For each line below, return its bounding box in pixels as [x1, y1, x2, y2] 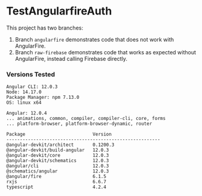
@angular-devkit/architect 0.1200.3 [6, 142, 115, 148]
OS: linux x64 [6, 100, 42, 106]
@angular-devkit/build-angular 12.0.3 [6, 147, 110, 153]
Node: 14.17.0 [6, 89, 42, 95]
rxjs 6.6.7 [6, 179, 107, 185]
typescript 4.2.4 [6, 184, 107, 191]
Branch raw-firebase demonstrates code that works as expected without [14, 48, 197, 55]
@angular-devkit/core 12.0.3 [6, 153, 110, 159]
